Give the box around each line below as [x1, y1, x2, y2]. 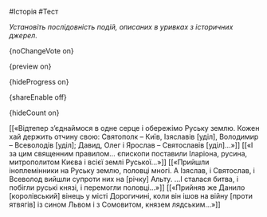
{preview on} [9, 61, 52, 71]
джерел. [9, 31, 38, 40]
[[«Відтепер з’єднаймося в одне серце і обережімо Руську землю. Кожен [9, 124, 260, 132]
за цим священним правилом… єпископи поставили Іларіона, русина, [9, 149, 248, 158]
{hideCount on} [9, 108, 60, 117]
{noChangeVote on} [9, 46, 74, 55]
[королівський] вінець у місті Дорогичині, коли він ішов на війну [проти [9, 191, 253, 200]
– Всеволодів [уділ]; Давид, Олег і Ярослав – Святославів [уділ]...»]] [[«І [9, 140, 253, 150]
